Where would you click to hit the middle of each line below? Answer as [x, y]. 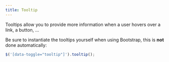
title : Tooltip [22, 10]
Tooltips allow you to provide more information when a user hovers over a [83, 24]
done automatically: [26, 45]
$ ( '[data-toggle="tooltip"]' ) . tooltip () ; [50, 54]
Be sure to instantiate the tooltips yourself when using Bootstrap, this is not [85, 40]
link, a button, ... [22, 30]
